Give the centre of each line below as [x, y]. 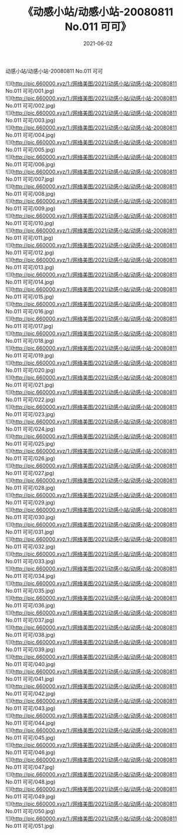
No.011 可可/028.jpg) [30, 487]
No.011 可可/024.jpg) [30, 429]
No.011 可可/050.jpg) [30, 811]
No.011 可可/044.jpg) [30, 723]
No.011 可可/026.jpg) [30, 458]
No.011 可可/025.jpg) [30, 443]
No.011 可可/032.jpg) [30, 546]
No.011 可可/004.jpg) [30, 135]
